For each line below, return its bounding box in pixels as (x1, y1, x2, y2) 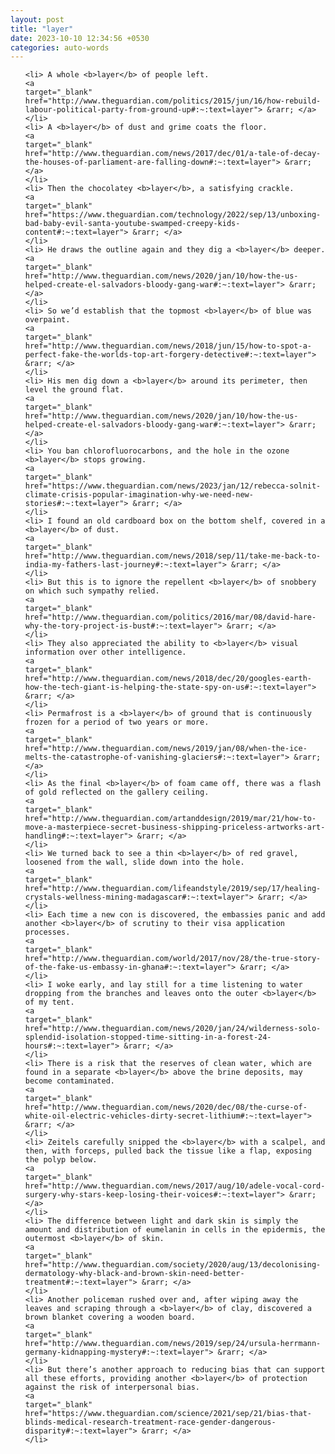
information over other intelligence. (24, 647, 187, 658)
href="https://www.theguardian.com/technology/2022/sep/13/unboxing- (24, 210, 322, 220)
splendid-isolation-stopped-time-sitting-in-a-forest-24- (24, 1032, 272, 1043)
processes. (24, 927, 71, 938)
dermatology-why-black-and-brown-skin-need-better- (24, 1269, 245, 1279)
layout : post (10, 14, 65, 25)
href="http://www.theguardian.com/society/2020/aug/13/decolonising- (24, 1260, 322, 1270)
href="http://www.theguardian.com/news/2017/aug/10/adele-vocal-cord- (24, 1181, 326, 1191)
